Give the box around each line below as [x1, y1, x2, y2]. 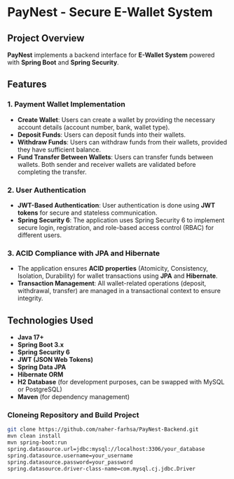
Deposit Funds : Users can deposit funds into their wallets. [17, 130, 186, 139]
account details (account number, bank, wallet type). [17, 123, 170, 131]
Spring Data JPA [17, 363, 67, 372]
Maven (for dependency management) [17, 393, 130, 401]
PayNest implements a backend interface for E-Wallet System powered [7, 50, 215, 59]
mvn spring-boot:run [7, 439, 68, 446]
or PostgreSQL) [17, 385, 62, 393]
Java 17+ [17, 333, 44, 342]
